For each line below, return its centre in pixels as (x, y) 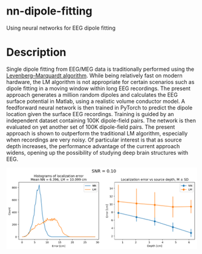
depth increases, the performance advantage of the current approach (93, 146)
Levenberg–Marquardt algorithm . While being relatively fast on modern (94, 75)
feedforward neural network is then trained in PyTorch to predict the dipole (99, 108)
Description (36, 52)
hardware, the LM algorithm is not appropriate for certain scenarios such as (100, 82)
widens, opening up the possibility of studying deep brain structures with (97, 152)
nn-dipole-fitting (49, 11)
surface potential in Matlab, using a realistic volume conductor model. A (96, 101)
